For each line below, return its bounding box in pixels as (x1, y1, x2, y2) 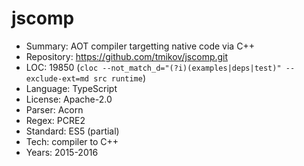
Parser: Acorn (25, 103, 84, 116)
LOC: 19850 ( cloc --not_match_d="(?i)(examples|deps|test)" (25, 61, 282, 73)
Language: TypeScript (25, 82, 118, 94)
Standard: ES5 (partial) (25, 125, 120, 137)
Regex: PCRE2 (25, 114, 86, 126)
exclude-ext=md (25, 73, 90, 84)
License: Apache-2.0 (25, 93, 113, 105)
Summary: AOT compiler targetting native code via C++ (25, 40, 255, 52)
